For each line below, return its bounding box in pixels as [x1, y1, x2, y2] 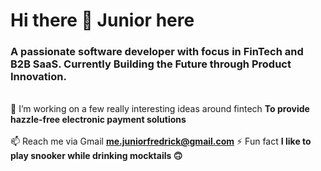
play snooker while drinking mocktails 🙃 [10, 150, 183, 162]
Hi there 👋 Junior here [10, 9, 195, 32]
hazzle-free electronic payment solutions [10, 114, 187, 126]
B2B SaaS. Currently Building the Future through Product [10, 57, 292, 71]
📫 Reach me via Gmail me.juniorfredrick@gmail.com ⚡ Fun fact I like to [10, 135, 312, 148]
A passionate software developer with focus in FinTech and [10, 45, 304, 59]
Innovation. [10, 70, 67, 84]
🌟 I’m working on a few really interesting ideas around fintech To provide [10, 103, 310, 115]
